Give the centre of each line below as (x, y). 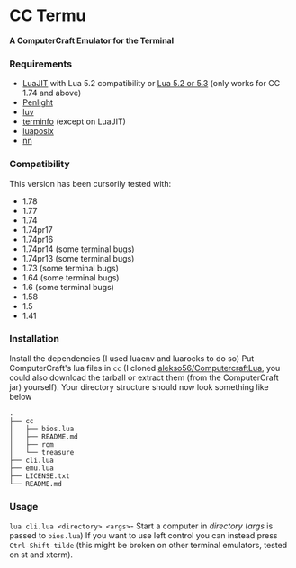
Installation (35, 339)
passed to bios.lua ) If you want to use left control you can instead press (144, 536)
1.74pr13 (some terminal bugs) (78, 258)
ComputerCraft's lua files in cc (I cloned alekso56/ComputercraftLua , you (145, 368)
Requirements (41, 64)
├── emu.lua (31, 468)
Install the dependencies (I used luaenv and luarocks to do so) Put (132, 358)
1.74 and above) (52, 93)
